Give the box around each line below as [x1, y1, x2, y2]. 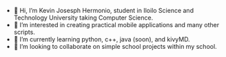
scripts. [13, 28, 36, 36]
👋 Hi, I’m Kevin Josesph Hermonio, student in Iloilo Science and [13, 7, 194, 14]
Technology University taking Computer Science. [13, 14, 154, 22]
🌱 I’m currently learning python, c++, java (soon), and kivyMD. [13, 35, 191, 43]
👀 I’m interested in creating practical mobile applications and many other [13, 21, 219, 28]
